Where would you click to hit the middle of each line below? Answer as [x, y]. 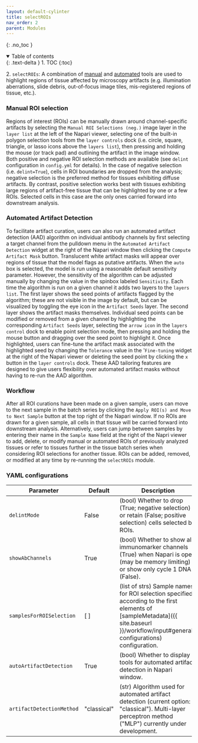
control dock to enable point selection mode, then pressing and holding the [98, 331]
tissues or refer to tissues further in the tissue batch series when [85, 447]
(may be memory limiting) [155, 562]
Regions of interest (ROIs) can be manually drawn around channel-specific [97, 121]
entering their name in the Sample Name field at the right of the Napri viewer [97, 435]
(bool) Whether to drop [151, 501]
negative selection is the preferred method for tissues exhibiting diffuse [93, 177]
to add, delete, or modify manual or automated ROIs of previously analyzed [97, 442]
